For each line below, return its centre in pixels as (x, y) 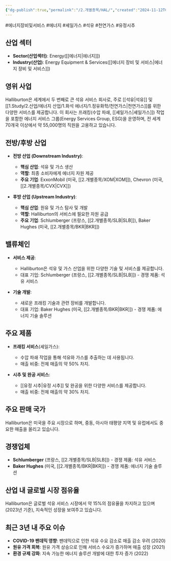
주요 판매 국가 (25, 409)
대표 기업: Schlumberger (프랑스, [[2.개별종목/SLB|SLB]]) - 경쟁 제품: (90, 275)
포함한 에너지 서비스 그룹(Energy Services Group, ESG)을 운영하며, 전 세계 (85, 119)
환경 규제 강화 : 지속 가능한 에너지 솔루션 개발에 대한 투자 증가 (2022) (80, 553)
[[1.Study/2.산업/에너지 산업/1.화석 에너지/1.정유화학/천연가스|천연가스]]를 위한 (83, 106)
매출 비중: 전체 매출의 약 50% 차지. (55, 364)
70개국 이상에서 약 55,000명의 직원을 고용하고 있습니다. (61, 125)
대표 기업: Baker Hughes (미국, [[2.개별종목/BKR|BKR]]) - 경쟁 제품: (88, 309)
